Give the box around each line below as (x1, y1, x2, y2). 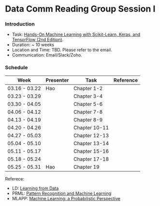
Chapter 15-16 (73, 147, 109, 154)
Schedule (5, 64, 28, 71)
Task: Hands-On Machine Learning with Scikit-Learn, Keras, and (12, 31, 140, 37)
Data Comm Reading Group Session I (5, 3, 156, 15)
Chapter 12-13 (73, 132, 109, 139)
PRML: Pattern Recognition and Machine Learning (12, 190, 112, 196)
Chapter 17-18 (73, 156, 109, 162)
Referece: (5, 176, 25, 182)
